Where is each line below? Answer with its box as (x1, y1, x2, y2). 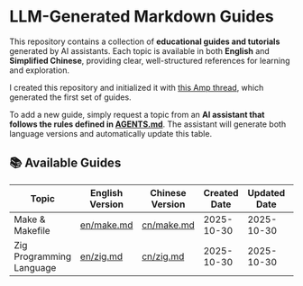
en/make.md (79, 219, 133, 231)
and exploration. (9, 65, 70, 76)
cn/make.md (141, 219, 196, 231)
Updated (247, 186, 286, 199)
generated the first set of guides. (9, 92, 133, 103)
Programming (14, 250, 72, 263)
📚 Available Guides (9, 156, 122, 171)
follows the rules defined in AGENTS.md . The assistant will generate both (9, 119, 287, 130)
